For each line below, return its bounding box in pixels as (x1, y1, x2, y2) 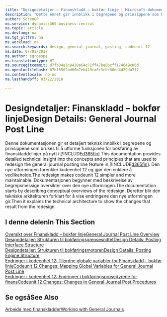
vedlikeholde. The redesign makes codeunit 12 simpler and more (5, 172, 136, 178)
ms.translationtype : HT (5, 58, 55, 63)
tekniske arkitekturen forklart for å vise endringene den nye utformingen (5, 193, 153, 199)
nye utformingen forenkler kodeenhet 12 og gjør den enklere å (5, 166, 132, 172)
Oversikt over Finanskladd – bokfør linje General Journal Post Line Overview (5, 231, 160, 237)
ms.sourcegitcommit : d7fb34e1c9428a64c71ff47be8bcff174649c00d (5, 63, 139, 68)
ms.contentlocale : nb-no (5, 72, 57, 77)
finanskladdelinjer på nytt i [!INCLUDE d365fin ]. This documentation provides (5, 150, 161, 157)
